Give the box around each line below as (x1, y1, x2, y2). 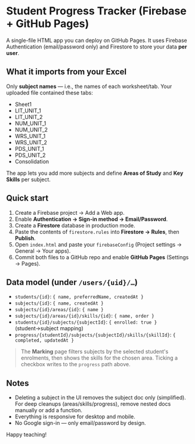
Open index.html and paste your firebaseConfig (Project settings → (14, 241, 182, 248)
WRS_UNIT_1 (14, 132, 46, 139)
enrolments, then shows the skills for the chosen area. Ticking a (20, 354, 178, 361)
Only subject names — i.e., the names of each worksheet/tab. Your (6, 83, 172, 90)
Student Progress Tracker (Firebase (6, 4, 187, 18)
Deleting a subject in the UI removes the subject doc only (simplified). (14, 394, 186, 402)
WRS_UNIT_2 (14, 139, 48, 146)
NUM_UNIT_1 (14, 120, 47, 127)
